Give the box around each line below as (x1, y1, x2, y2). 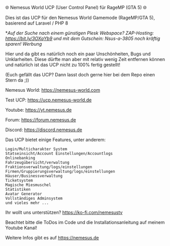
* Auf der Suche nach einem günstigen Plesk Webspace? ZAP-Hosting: (5, 30, 154, 36)
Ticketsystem (5, 178, 33, 183)
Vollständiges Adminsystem (5, 196, 63, 201)
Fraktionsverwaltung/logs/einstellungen (5, 165, 93, 170)
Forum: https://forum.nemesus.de (5, 117, 77, 122)
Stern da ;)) (5, 77, 30, 83)
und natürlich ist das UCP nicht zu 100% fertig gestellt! (5, 61, 120, 68)
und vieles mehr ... (5, 200, 50, 206)
